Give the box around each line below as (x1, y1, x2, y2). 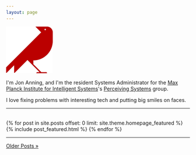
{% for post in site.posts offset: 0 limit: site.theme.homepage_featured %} (6, 119, 183, 126)
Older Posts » (6, 142, 39, 149)
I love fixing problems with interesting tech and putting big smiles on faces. (6, 96, 187, 103)
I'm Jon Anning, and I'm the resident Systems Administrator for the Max (6, 79, 178, 86)
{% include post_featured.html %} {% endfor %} (6, 125, 123, 132)
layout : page (6, 9, 38, 15)
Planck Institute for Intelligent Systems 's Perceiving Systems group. (6, 85, 169, 92)
